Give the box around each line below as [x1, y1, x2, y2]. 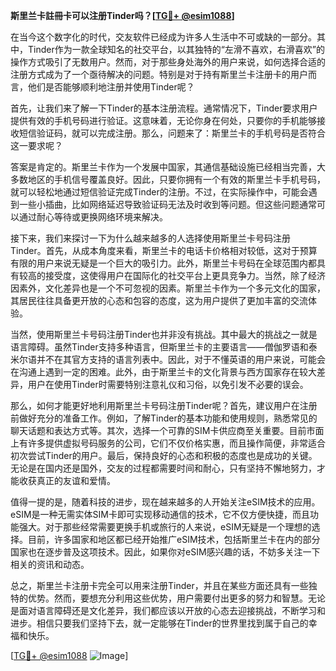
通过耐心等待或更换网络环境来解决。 [18, 211, 168, 223]
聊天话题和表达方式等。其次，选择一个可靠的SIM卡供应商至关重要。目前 [10, 425, 307, 436]
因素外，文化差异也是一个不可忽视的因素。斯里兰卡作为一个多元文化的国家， [10, 282, 326, 294]
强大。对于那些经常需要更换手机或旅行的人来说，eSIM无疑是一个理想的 [18, 521, 312, 533]
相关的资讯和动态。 [10, 559, 90, 570]
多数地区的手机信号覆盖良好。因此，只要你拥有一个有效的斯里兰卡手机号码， [10, 174, 326, 185]
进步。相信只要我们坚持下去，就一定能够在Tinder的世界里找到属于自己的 [10, 617, 309, 629]
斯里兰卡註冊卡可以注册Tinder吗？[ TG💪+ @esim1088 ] [10, 10, 235, 21]
